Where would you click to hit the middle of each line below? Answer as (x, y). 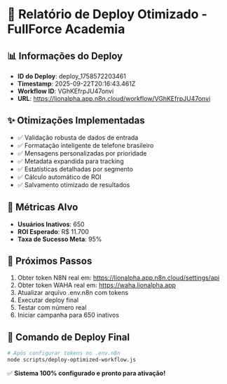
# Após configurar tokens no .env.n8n (64, 353)
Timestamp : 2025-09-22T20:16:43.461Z (76, 84)
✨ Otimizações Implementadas (76, 121)
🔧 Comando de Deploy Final (69, 337)
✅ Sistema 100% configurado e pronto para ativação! (87, 373)
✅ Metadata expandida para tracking (70, 161)
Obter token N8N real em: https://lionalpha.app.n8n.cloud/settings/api (118, 278)
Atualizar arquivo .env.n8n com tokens (73, 293)
